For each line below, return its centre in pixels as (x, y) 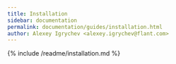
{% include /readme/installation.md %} (64, 53)
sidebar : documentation (42, 20)
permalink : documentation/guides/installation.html (85, 27)
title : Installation (38, 14)
